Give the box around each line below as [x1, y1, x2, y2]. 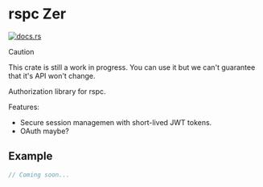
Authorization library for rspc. [8, 86, 106, 96]
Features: [8, 102, 40, 112]
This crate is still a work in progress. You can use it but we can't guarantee [8, 62, 256, 72]
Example [8, 149, 53, 163]
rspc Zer [8, 5, 67, 23]
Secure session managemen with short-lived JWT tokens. [19, 117, 212, 127]
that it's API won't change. [8, 71, 96, 80]
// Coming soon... [8, 170, 70, 179]
